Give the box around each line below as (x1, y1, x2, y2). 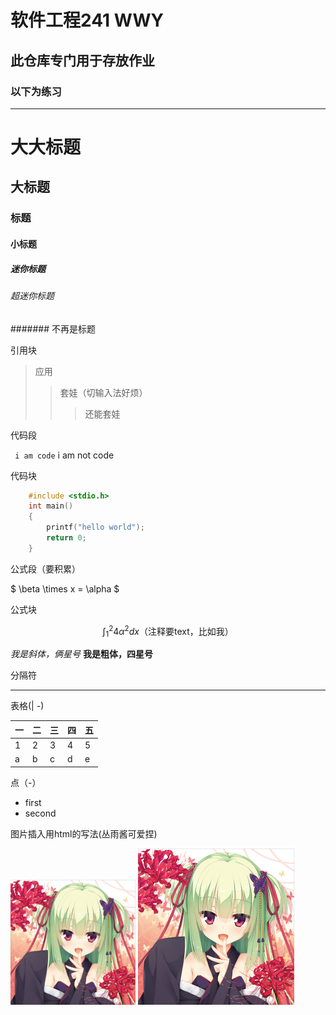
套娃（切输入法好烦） (59, 386, 148, 398)
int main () (28, 501, 74, 511)
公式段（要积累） (10, 562, 81, 575)
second (24, 807, 57, 819)
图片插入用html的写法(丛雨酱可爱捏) (10, 827, 158, 840)
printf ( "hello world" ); (46, 522, 145, 533)
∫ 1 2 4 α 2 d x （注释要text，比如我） (102, 623, 234, 640)
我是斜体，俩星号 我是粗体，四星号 (10, 648, 153, 660)
